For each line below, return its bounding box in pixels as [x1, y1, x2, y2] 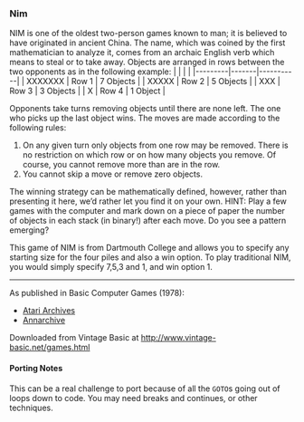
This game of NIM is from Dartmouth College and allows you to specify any [9, 243, 290, 254]
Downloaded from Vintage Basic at [9, 332, 139, 343]
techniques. [9, 402, 53, 413]
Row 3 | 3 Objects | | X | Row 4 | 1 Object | [9, 85, 166, 97]
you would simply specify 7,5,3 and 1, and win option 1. [9, 262, 213, 273]
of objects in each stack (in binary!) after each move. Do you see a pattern [9, 216, 287, 226]
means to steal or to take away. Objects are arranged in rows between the [9, 57, 285, 68]
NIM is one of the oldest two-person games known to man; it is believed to [9, 28, 288, 39]
